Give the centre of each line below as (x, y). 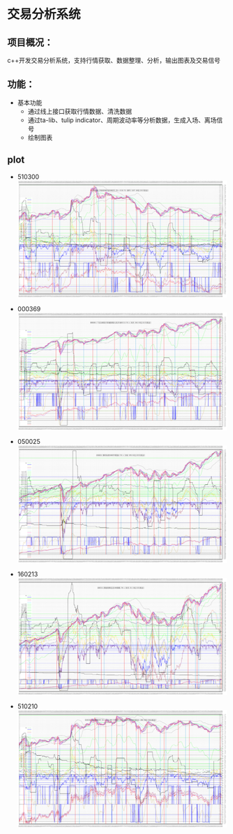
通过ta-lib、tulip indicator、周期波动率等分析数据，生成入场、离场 (122, 120)
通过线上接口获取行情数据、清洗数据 (80, 111)
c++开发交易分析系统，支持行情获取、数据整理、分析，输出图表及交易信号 (114, 60)
